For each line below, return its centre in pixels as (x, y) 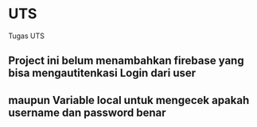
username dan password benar (87, 112)
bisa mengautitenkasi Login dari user (102, 73)
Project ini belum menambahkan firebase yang (126, 61)
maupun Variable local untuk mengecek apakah (129, 100)
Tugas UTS (27, 36)
